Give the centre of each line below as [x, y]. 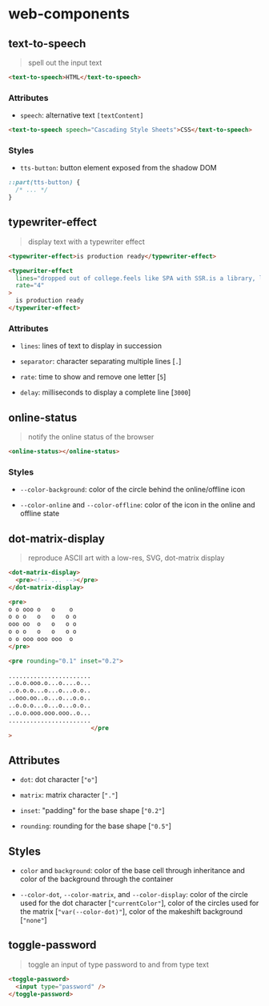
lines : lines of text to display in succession [91, 346]
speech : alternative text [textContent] [82, 115]
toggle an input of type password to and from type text [118, 964]
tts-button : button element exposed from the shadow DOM [118, 168]
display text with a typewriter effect [86, 242]
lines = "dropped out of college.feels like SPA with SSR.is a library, [136, 278]
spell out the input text [65, 62]
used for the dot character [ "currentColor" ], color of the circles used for [139, 903]
